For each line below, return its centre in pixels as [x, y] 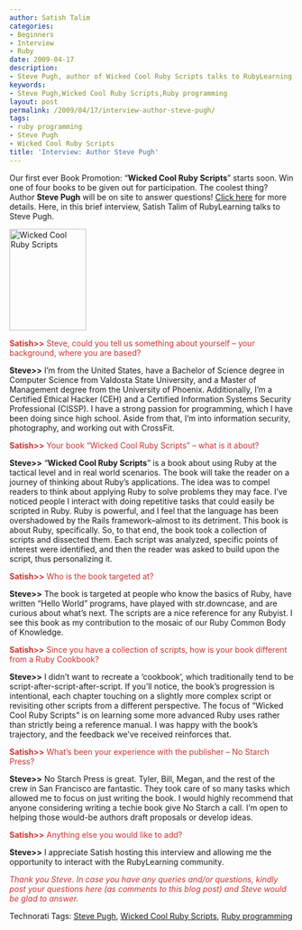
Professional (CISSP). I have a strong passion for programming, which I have [151, 408]
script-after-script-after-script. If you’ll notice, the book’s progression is [142, 686]
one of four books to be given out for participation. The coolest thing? [139, 187]
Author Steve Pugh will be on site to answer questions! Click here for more [148, 197]
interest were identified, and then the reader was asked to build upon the [144, 549]
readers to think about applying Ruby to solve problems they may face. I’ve [149, 491]
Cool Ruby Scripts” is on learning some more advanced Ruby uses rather [145, 715]
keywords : [28, 85]
